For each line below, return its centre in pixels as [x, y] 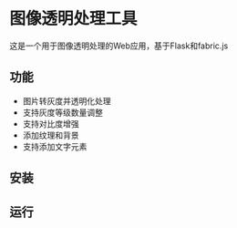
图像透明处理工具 [74, 19]
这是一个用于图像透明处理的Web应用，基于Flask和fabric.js [119, 46]
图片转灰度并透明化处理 [67, 100]
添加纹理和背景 [51, 135]
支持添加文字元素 [55, 146]
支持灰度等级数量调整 [62, 112]
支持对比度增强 [51, 123]
